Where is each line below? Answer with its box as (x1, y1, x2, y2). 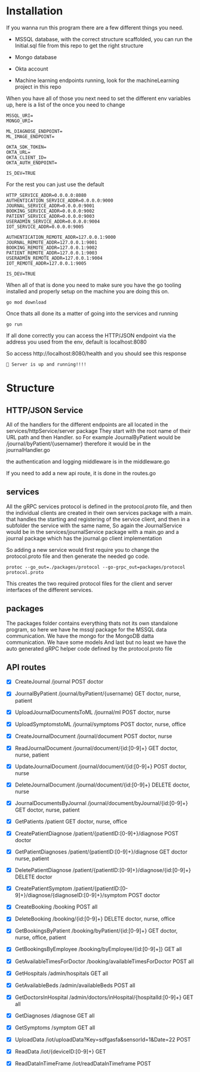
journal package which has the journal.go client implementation (6, 535, 162, 542)
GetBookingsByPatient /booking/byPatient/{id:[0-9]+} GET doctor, (14, 927, 178, 934)
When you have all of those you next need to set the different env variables (6, 95, 191, 102)
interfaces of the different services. (6, 586, 93, 593)
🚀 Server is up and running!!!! (6, 361, 87, 368)
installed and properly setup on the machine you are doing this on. (6, 287, 170, 294)
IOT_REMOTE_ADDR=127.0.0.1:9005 (6, 260, 87, 266)
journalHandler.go (6, 446, 51, 453)
